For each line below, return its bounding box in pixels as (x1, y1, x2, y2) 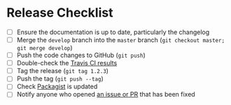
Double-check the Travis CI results (16, 59, 118, 67)
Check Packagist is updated (16, 82, 98, 91)
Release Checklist (6, 5, 113, 21)
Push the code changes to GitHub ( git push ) (16, 51, 146, 60)
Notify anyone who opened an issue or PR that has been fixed (16, 90, 195, 99)
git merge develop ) (16, 44, 73, 52)
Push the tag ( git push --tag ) (16, 74, 104, 83)
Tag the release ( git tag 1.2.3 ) (16, 67, 109, 75)
